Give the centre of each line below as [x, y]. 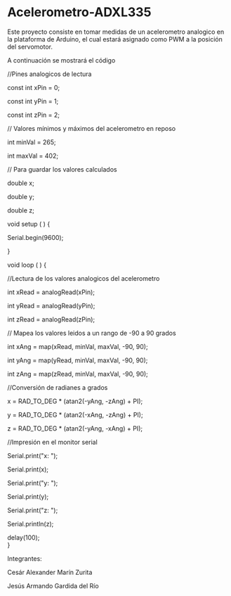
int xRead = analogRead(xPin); [51, 292]
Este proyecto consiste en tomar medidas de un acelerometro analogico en [116, 32]
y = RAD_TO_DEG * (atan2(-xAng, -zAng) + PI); [75, 414]
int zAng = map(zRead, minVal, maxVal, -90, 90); [78, 374]
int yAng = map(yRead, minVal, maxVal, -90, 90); [78, 360]
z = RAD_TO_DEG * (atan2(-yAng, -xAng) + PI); [75, 428]
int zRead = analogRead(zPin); [51, 319]
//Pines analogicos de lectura [49, 74]
